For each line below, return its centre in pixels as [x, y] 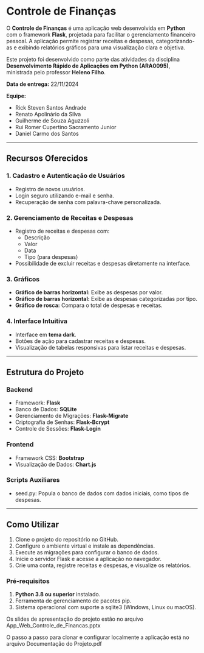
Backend [20, 389]
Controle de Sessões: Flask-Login [58, 429]
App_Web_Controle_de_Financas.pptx [54, 625]
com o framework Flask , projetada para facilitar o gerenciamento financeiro [101, 34]
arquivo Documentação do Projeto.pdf [54, 643]
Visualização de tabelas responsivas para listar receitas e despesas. [100, 347]
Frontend [20, 445]
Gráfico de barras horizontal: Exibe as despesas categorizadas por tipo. [106, 299]
